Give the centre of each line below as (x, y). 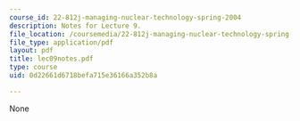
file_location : (37, 34)
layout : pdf (31, 51)
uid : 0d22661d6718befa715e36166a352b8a (83, 76)
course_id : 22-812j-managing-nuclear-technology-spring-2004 (125, 17)
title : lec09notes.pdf (51, 59)
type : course (33, 68)
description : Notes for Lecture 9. (75, 26)
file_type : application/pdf (62, 42)
